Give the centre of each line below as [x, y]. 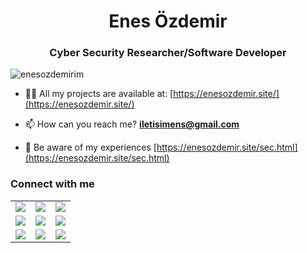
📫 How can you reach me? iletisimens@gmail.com [132, 124]
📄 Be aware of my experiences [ [90, 147]
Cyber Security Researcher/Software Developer [168, 53]
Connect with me [52, 184]
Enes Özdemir [168, 21]
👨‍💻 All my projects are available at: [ [99, 94]
